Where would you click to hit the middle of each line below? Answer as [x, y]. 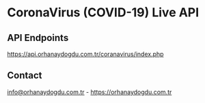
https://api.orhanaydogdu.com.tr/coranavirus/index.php [85, 54]
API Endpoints [38, 38]
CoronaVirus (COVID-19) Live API [103, 13]
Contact [25, 75]
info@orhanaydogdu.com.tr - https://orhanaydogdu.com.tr [90, 92]
